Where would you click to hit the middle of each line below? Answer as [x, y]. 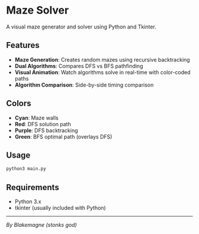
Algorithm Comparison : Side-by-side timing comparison [84, 85]
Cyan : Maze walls [36, 118]
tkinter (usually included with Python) [60, 208]
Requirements [33, 187]
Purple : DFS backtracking [46, 130]
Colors [19, 103]
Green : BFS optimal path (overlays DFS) [63, 136]
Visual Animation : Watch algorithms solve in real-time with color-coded [102, 72]
